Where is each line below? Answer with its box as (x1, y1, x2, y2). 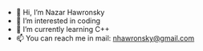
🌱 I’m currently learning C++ (15, 25, 110, 33)
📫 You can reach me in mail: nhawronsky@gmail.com (15, 33, 195, 43)
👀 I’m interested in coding (15, 16, 101, 25)
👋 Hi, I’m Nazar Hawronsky (15, 8, 105, 17)
